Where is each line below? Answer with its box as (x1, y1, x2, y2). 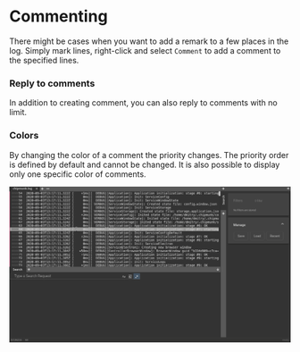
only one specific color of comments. (9, 168, 146, 180)
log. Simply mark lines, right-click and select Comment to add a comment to (9, 45, 281, 55)
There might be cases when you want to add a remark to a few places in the (9, 36, 289, 46)
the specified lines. (9, 54, 79, 65)
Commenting (9, 6, 109, 27)
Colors (9, 130, 39, 142)
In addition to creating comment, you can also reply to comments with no (9, 97, 279, 108)
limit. (9, 107, 28, 118)
